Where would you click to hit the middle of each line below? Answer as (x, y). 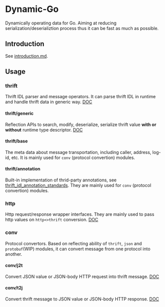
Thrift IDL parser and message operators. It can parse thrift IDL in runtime (81, 97)
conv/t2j (14, 288)
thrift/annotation (23, 169)
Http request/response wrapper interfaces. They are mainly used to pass (80, 214)
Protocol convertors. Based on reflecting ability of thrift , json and (74, 243)
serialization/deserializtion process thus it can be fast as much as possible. (82, 28)
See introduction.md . (27, 56)
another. (14, 254)
